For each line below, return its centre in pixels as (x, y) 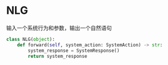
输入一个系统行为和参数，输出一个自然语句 (59, 28)
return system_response (58, 56)
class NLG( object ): (31, 39)
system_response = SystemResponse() (74, 51)
